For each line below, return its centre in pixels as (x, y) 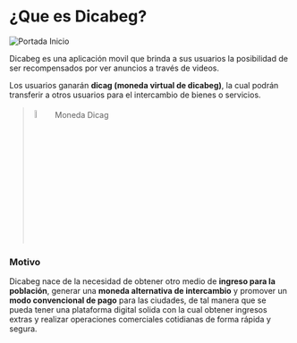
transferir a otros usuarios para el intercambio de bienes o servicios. (135, 95)
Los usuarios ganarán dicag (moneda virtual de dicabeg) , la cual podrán (144, 85)
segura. (23, 329)
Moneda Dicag (82, 114)
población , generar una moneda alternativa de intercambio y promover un (148, 291)
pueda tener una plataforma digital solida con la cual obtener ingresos (138, 310)
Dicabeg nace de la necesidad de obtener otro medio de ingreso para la (142, 281)
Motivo (25, 262)
